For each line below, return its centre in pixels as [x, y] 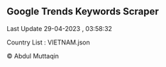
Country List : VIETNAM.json [48, 42]
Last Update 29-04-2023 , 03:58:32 [60, 28]
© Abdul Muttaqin [33, 56]
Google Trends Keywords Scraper [83, 12]
